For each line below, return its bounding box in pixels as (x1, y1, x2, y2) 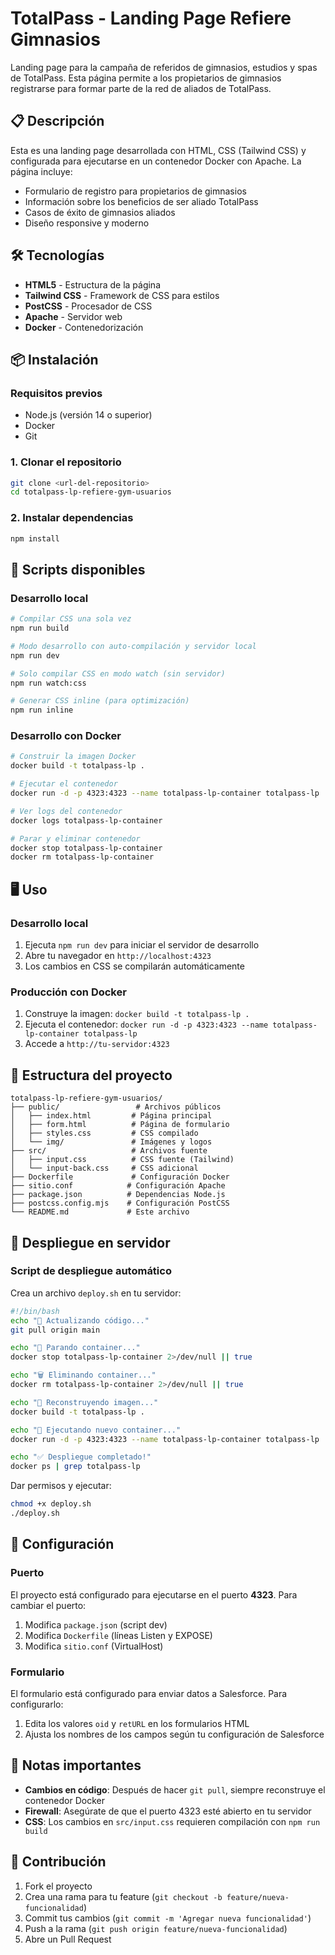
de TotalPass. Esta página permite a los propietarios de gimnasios (10, 72, 282, 84)
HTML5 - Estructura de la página (24, 278, 161, 291)
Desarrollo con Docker (10, 729, 122, 743)
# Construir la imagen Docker (10, 752, 137, 762)
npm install (10, 533, 60, 544)
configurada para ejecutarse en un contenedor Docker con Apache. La (10, 155, 302, 167)
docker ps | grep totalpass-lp (10, 1462, 141, 1472)
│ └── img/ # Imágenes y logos (10, 1137, 213, 1147)
